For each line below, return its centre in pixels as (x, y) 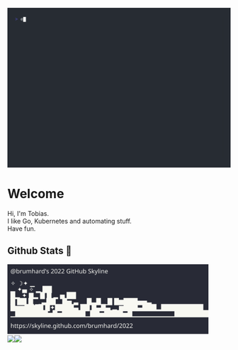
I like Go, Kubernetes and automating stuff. (70, 221)
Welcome (36, 193)
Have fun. (22, 229)
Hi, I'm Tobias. (28, 213)
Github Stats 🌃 (40, 251)
